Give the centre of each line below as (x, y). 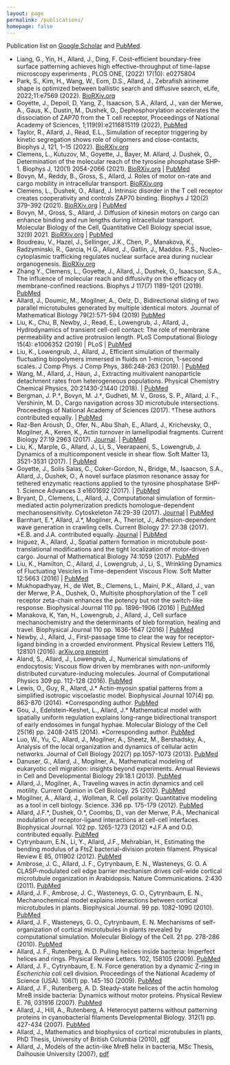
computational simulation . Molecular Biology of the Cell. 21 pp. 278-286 (118, 937)
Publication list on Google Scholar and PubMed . (74, 46)
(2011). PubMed (39, 886)
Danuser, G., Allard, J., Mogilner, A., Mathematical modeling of (105, 761)
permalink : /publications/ (45, 20)
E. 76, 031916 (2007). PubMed (59, 1003)
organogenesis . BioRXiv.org (56, 264)
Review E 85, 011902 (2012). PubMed (69, 856)
